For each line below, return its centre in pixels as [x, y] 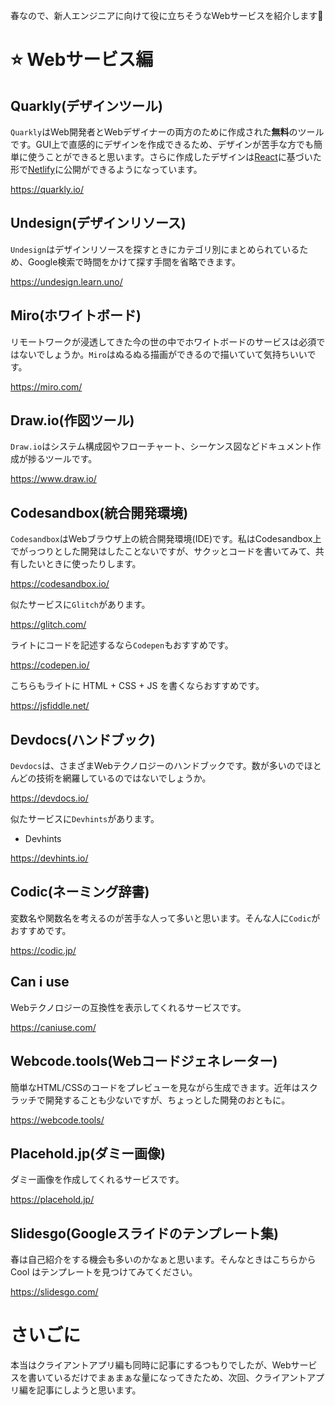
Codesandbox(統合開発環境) [99, 512]
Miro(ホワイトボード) [76, 315]
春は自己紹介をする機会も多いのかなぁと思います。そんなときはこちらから [163, 1260]
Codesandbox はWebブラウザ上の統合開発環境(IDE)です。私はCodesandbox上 [166, 539]
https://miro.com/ [46, 386]
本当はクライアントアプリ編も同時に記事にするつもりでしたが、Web [151, 1365]
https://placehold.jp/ [52, 1200]
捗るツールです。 [62, 459]
